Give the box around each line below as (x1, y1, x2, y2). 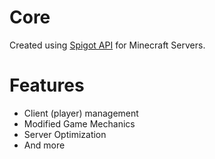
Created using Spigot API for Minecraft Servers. (9, 39, 206, 51)
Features (9, 74, 85, 97)
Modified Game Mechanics (23, 117, 136, 130)
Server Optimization (23, 128, 107, 140)
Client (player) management (23, 107, 139, 119)
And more (23, 139, 66, 151)
